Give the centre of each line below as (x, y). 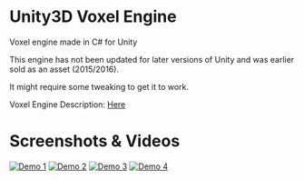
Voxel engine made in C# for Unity (74, 42)
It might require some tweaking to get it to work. (99, 86)
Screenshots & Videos (95, 141)
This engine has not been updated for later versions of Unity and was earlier (152, 59)
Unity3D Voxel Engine (93, 17)
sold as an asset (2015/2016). (64, 69)
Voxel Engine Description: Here (68, 104)
